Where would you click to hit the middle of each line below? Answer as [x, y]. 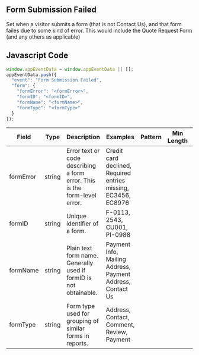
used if [76, 271]
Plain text [79, 248]
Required [118, 173]
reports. [77, 343]
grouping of [83, 321]
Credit [114, 151]
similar [75, 328]
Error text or [83, 151]
